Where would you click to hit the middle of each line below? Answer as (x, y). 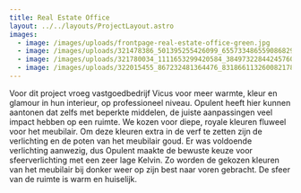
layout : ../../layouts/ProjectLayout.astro (92, 26)
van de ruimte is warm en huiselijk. (73, 179)
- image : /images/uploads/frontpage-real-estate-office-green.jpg (144, 43)
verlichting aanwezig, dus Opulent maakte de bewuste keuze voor (131, 150)
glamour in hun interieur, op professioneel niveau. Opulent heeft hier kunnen (150, 102)
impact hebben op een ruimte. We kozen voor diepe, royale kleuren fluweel (148, 121)
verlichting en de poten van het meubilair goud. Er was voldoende (131, 141)
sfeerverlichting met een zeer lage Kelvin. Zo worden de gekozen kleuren (145, 160)
